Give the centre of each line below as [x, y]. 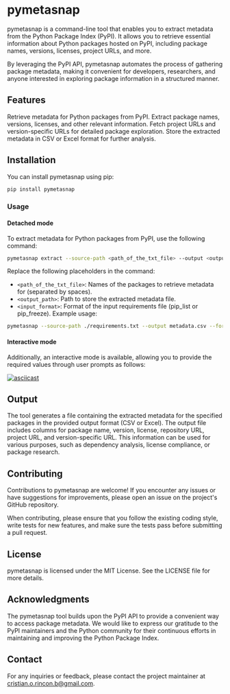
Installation [31, 160]
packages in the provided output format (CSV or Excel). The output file [107, 423]
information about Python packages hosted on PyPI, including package [107, 43]
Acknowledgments [49, 600]
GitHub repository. [33, 505]
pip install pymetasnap [41, 189]
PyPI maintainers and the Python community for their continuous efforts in [112, 630]
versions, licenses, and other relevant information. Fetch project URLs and [112, 124]
